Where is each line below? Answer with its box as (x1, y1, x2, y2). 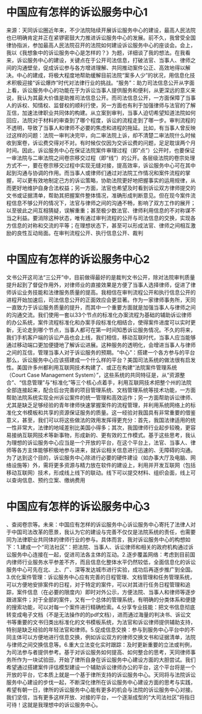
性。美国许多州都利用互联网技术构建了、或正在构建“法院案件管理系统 (6, 364, 177, 371)
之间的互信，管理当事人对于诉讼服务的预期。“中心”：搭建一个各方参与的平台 (6, 349, 195, 356)
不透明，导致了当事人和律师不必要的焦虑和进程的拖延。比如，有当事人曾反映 (6, 124, 196, 131)
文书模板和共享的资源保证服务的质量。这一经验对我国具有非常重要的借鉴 (16, 409, 196, 416)
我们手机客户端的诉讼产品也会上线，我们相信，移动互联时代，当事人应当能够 (6, 334, 196, 341)
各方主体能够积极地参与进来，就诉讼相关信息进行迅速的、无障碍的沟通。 (16, 446, 196, 454)
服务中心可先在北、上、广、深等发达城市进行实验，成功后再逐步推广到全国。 (6, 566, 196, 573)
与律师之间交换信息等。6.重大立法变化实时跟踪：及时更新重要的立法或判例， (6, 641, 195, 648)
